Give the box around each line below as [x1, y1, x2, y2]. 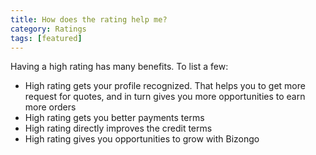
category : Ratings [10, 24, 87, 34]
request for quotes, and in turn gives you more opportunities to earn [24, 91, 306, 103]
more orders [24, 101, 77, 113]
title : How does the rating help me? [10, 14, 168, 25]
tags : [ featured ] [10, 33, 83, 43]
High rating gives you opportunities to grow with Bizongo [24, 133, 260, 145]
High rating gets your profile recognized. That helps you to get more [24, 80, 306, 92]
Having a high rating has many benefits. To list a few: [10, 61, 229, 73]
